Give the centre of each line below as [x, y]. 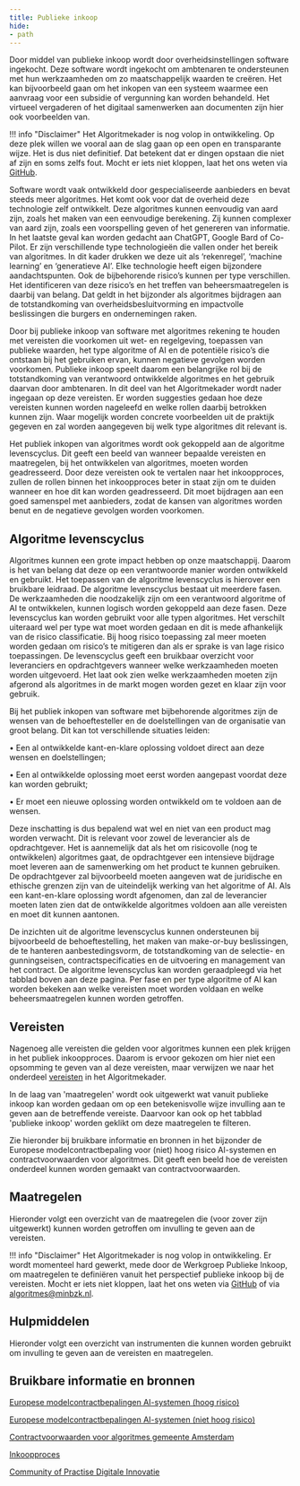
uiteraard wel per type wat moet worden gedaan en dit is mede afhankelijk [146, 627]
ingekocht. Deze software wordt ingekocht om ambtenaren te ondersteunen [149, 69]
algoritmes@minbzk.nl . [51, 1293]
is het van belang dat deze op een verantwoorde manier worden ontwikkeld [149, 570]
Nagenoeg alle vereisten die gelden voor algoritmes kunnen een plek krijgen [150, 1048]
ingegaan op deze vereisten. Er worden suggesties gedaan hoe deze [136, 398]
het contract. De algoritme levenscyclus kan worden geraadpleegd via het [146, 970]
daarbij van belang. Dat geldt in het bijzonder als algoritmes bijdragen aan [146, 295]
